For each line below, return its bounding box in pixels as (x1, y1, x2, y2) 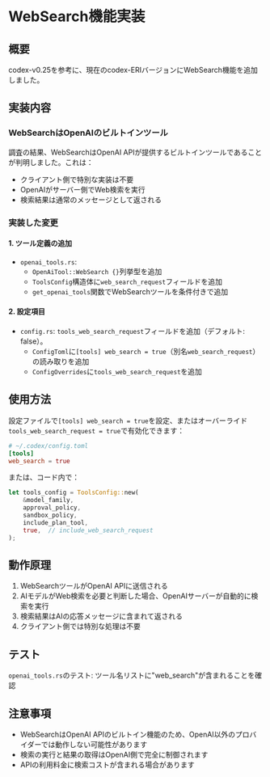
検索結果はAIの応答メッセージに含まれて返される (19, 611, 184, 621)
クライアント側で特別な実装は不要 (19, 175, 134, 184)
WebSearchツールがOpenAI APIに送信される (19, 581, 168, 591)
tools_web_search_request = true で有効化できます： (8, 425, 184, 435)
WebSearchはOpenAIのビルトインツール (8, 127, 168, 138)
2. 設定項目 (8, 306, 46, 316)
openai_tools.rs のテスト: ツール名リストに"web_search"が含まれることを (8, 670, 255, 680)
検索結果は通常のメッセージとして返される (19, 195, 162, 205)
